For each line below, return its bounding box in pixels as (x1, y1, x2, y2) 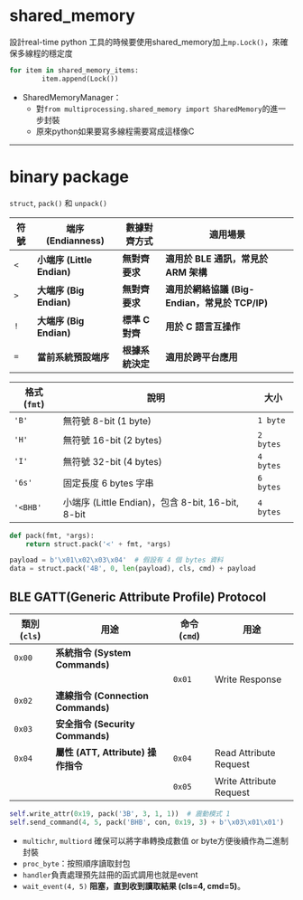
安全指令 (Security (55, 717, 135, 730)
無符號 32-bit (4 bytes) (62, 455, 162, 468)
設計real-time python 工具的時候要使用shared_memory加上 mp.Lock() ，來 (9, 36, 281, 47)
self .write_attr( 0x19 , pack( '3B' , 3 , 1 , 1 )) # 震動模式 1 (9, 809, 231, 819)
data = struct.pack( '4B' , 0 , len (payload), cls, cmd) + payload (9, 564, 256, 573)
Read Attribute (215, 746, 276, 759)
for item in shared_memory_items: (9, 65, 140, 75)
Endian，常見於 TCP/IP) (165, 296, 269, 308)
